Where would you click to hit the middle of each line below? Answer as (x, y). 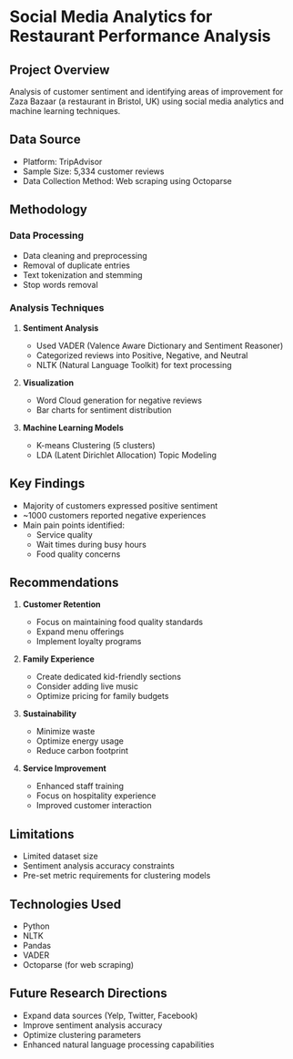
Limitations (42, 834)
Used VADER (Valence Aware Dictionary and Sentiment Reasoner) (160, 345)
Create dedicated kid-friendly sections (109, 677)
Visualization (48, 382)
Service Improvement (64, 768)
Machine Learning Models (73, 427)
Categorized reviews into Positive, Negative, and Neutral (142, 355)
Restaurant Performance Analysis (140, 36)
